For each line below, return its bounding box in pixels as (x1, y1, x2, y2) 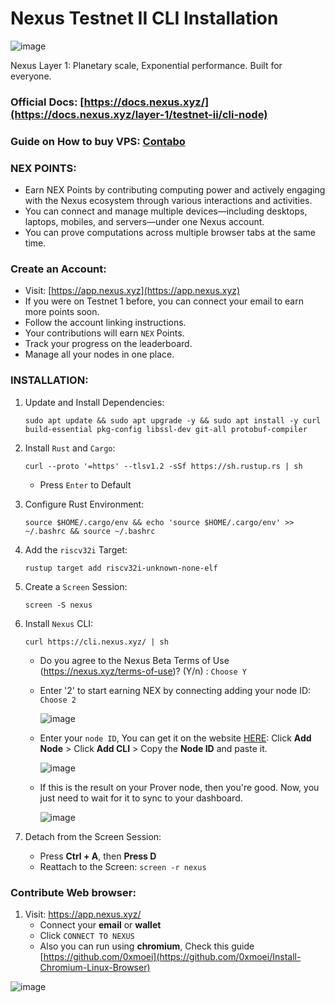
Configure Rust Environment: (24, 498, 145, 510)
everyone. (10, 70, 52, 82)
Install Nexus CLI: (24, 617, 94, 629)
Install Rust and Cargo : (24, 442, 116, 454)
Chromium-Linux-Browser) (39, 961, 151, 973)
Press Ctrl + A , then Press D (39, 850, 157, 862)
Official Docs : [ (10, 95, 85, 109)
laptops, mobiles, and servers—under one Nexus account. (24, 216, 265, 228)
